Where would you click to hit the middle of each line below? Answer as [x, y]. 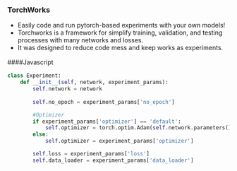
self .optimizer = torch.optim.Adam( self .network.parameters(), [140, 128]
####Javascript [31, 62]
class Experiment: [34, 76]
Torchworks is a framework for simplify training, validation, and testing [120, 33]
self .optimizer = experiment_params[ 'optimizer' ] [119, 141]
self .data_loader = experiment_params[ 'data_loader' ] [113, 160]
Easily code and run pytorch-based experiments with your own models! [121, 25]
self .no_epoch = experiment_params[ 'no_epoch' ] [104, 102]
